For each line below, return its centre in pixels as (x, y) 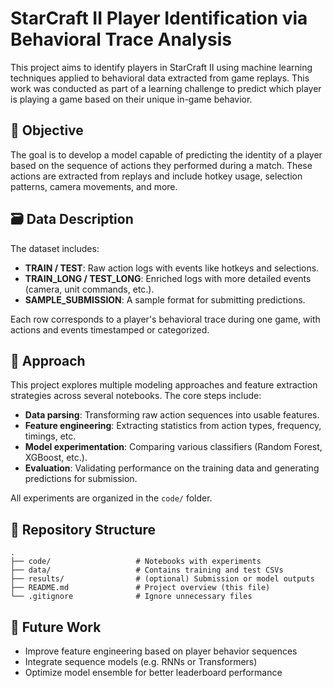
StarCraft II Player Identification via (159, 18)
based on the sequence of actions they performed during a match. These (161, 165)
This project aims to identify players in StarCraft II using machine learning (161, 67)
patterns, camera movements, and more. (94, 186)
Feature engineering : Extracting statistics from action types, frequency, (173, 426)
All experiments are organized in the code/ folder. (111, 498)
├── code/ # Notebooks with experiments (136, 562)
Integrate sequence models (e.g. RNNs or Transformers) (141, 661)
